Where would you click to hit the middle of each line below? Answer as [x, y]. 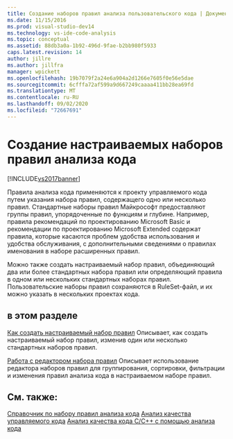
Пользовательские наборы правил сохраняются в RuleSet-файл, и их [110, 286]
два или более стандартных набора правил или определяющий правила [115, 272]
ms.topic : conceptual [38, 40]
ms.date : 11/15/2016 [37, 20]
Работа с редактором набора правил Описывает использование [103, 361]
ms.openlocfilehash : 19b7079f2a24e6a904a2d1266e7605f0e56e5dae [101, 78]
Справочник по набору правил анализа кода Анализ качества [99, 414]
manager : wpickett [34, 71]
